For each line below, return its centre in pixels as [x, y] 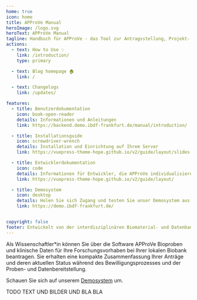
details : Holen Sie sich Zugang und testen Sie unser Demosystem [98, 201]
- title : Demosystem [36, 190]
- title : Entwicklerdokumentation [53, 163]
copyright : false [27, 222]
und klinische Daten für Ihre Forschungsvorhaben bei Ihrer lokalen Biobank [96, 250]
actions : [17, 45]
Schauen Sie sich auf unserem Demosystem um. [64, 280]
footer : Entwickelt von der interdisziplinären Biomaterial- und [87, 227]
